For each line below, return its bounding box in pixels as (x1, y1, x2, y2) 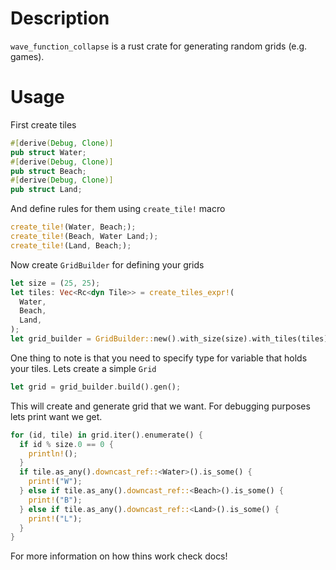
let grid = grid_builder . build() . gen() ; (10, 382, 182, 392)
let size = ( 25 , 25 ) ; (10, 278, 101, 288)
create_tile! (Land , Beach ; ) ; (10, 240, 132, 251)
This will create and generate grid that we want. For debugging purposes (10, 400, 311, 412)
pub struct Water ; (10, 147, 87, 157)
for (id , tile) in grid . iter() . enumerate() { (10, 430, 203, 440)
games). (10, 50, 45, 62)
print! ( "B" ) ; (28, 495, 83, 505)
